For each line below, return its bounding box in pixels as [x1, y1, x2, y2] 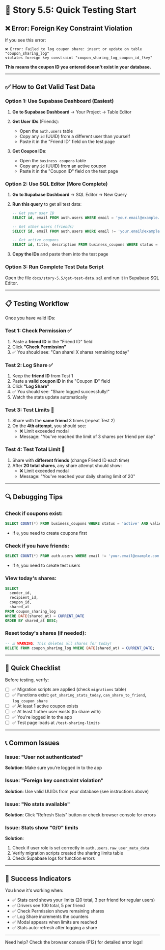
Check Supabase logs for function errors [12, 855, 95, 861]
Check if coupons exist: [5, 510, 63, 517]
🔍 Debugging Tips [5, 493, 63, 501]
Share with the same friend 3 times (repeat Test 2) [12, 418, 115, 424]
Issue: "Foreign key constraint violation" [5, 777, 104, 784]
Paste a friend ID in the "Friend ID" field [12, 338, 93, 344]
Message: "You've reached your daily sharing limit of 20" [19, 473, 136, 479]
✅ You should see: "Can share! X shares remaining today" [12, 349, 130, 355]
